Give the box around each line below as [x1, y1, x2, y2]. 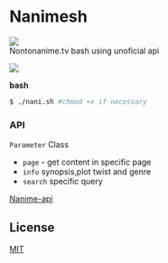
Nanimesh [9, 6, 88, 27]
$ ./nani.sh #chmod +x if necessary [9, 97, 147, 106]
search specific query [22, 176, 104, 187]
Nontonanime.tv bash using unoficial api [9, 45, 160, 56]
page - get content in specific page [22, 156, 152, 168]
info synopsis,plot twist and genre [22, 166, 152, 177]
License [9, 220, 55, 235]
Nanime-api [9, 193, 53, 204]
